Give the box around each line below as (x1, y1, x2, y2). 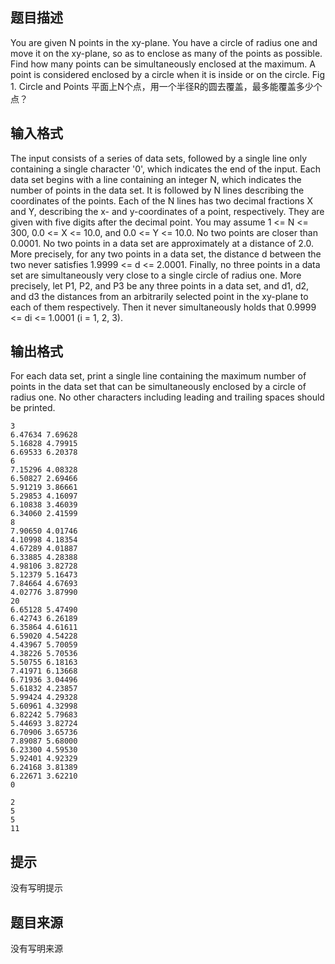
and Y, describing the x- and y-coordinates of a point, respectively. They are (10, 205, 325, 217)
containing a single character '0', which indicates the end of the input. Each (10, 163, 321, 175)
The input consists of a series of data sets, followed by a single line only (10, 152, 308, 164)
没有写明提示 (10, 882, 63, 894)
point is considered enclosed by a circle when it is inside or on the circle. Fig (10, 68, 326, 80)
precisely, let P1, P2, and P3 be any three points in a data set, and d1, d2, (10, 279, 310, 292)
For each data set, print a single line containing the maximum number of (10, 370, 307, 382)
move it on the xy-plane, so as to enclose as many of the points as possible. (10, 47, 323, 59)
